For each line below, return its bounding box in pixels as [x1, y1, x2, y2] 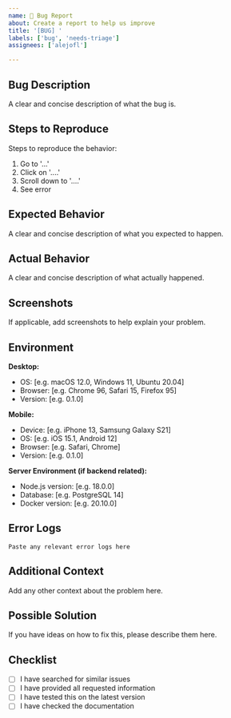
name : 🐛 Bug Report [8, 11, 74, 20]
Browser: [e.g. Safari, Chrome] [19, 442, 121, 451]
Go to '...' [19, 159, 50, 169]
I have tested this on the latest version [19, 692, 145, 702]
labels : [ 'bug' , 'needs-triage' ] [8, 34, 120, 42]
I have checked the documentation [19, 701, 134, 711]
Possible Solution [8, 609, 98, 623]
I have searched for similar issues [19, 674, 130, 684]
